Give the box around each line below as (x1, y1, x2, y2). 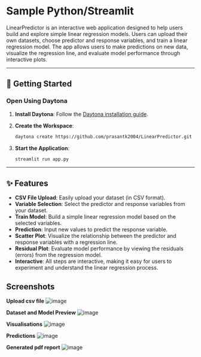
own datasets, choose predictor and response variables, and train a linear (6, 37, 188, 44)
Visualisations (6, 320, 43, 328)
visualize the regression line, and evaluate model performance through (6, 49, 181, 56)
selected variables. (14, 220, 62, 227)
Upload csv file (6, 298, 45, 304)
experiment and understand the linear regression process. (14, 264, 159, 271)
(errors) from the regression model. (14, 252, 102, 259)
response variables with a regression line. (14, 238, 118, 246)
